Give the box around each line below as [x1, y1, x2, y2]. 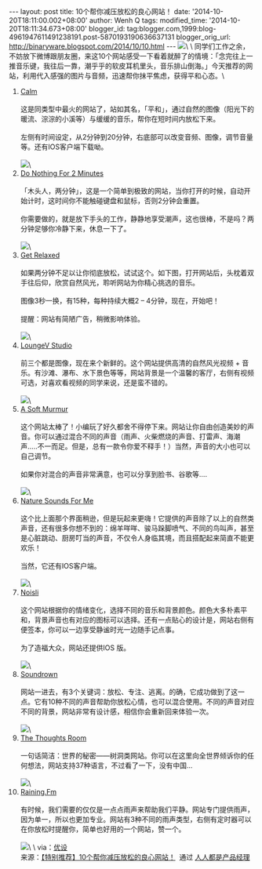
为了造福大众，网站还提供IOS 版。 [20, 643, 131, 653]
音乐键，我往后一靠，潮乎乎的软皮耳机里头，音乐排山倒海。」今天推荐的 [15, 61, 246, 71]
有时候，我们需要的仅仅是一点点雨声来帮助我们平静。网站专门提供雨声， [20, 805, 254, 814]
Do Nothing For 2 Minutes [20, 169, 104, 178]
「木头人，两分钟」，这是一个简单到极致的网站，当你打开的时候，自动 [20, 187, 244, 195]
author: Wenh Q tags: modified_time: [89, 16, 208, 25]
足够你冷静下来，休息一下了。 [34, 224, 131, 233]
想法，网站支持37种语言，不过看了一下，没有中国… [27, 761, 193, 770]
